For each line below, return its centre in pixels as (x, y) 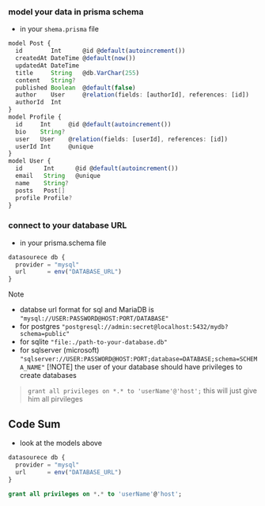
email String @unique (58, 176)
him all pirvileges (55, 399)
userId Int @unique (54, 146)
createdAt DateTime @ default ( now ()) (76, 59)
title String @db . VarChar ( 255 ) (78, 73)
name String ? (42, 183)
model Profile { (35, 117)
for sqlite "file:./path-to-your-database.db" (93, 342)
